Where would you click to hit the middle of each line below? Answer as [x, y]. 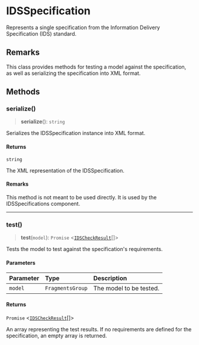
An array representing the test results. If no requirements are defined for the [99, 329]
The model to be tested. [126, 288]
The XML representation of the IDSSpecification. [65, 170]
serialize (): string [43, 122]
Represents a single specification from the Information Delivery [83, 27]
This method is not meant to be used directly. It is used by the [81, 197]
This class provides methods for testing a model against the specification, [96, 67]
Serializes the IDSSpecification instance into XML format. [76, 133]
